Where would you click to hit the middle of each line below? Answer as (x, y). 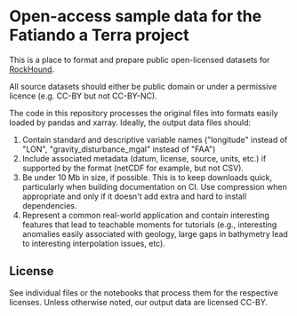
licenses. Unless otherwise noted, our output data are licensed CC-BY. (139, 302)
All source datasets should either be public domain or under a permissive (143, 86)
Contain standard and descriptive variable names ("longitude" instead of (155, 139)
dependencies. (49, 205)
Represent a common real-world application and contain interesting (145, 215)
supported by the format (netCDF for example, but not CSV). (133, 168)
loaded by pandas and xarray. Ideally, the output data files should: (130, 122)
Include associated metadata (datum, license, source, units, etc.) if (144, 158)
